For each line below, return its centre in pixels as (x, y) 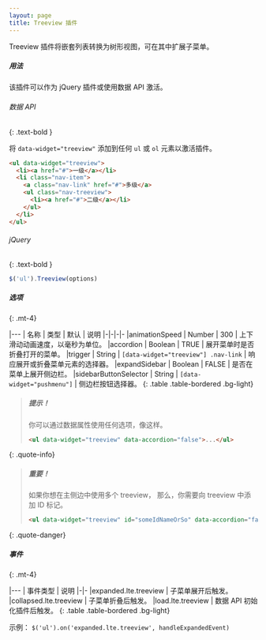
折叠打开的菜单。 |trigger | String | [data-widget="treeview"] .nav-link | (128, 354)
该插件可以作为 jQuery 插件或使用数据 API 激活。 (88, 87)
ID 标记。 (52, 505)
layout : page (30, 15)
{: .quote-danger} (37, 535)
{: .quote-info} (32, 454)
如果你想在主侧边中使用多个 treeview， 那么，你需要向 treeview (132, 495)
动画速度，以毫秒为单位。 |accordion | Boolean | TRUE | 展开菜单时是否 (139, 344)
